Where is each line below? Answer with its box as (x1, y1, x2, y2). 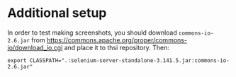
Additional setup (7, 5, 107, 21)
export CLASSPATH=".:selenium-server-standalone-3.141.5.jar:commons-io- (7, 57, 230, 64)
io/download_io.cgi (7, 43, 63, 52)
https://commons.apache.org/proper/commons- (46, 35, 188, 44)
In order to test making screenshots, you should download (7, 28, 177, 37)
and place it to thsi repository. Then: (64, 43, 170, 52)
